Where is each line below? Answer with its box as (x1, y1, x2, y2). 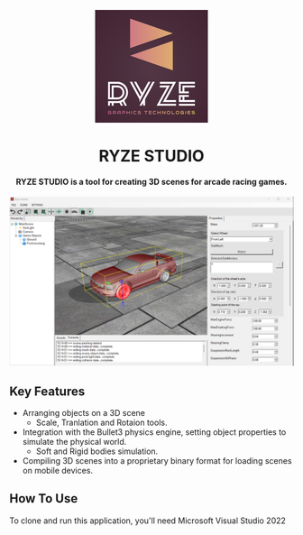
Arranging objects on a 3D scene (22, 407, 146, 418)
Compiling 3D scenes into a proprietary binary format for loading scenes (22, 455, 292, 466)
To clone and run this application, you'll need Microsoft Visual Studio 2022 (9, 515, 287, 526)
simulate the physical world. (22, 436, 127, 447)
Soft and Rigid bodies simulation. (35, 446, 159, 457)
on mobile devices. (22, 465, 93, 475)
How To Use (9, 491, 78, 506)
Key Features (9, 383, 86, 399)
